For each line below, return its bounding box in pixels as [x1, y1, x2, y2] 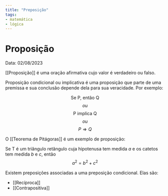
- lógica [5, 21, 24, 27]
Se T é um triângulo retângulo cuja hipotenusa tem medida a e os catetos [5, 146, 158, 152]
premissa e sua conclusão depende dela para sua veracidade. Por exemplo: [5, 85, 163, 91]
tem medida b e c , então [5, 151, 56, 157]
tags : [5, 12, 17, 17]
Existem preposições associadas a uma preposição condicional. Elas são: [5, 170, 158, 176]
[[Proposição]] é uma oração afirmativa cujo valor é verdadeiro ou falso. [5, 70, 156, 76]
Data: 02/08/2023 [5, 60, 43, 66]
